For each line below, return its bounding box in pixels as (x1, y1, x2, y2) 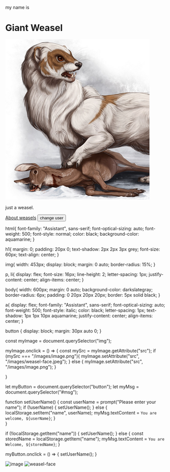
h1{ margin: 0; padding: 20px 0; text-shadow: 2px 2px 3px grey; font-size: (5, 246, 160, 252)
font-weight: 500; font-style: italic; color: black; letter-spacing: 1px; (5, 307, 146, 313)
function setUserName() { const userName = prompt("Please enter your (5, 399, 156, 405)
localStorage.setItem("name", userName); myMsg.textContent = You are (5, 409, 157, 415)
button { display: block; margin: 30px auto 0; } (5, 328, 102, 334)
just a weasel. (5, 204, 34, 210)
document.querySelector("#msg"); (5, 389, 78, 395)
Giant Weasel (5, 22, 63, 34)
